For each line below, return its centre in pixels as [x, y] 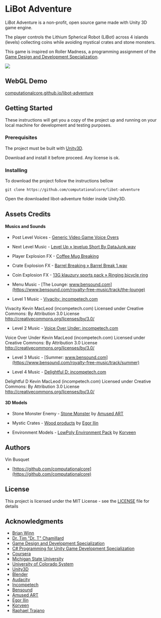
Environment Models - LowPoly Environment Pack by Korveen [74, 432]
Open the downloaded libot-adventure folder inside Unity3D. [65, 199]
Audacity [21, 580]
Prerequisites [21, 138]
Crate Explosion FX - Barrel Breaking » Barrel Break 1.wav [70, 265]
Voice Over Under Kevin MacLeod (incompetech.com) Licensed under [75, 337]
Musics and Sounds [25, 227]
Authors [18, 448]
